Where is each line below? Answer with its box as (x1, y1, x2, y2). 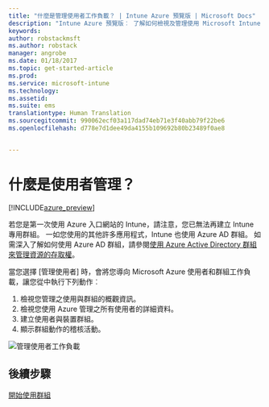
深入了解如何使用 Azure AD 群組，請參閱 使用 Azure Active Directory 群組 (14, 239, 258, 249)
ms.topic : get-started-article (8, 64, 114, 73)
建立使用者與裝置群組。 (19, 314, 98, 323)
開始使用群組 (8, 390, 51, 400)
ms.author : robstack (8, 42, 78, 50)
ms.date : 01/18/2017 (8, 57, 78, 65)
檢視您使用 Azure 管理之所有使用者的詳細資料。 (19, 304, 179, 314)
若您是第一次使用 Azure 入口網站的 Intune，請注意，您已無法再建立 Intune (8, 219, 255, 229)
